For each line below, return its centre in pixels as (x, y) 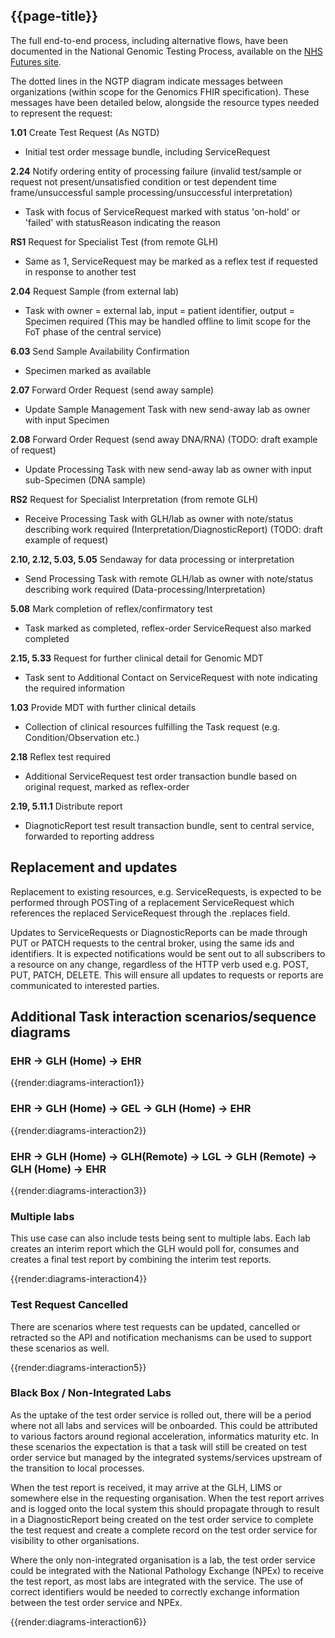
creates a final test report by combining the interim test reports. (141, 1260)
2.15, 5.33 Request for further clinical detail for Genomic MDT (137, 658)
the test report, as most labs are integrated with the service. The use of (157, 1581)
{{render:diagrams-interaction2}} (78, 1130)
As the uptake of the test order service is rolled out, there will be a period (161, 1415)
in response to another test (80, 271)
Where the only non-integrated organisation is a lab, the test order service (163, 1560)
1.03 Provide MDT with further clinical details (103, 707)
